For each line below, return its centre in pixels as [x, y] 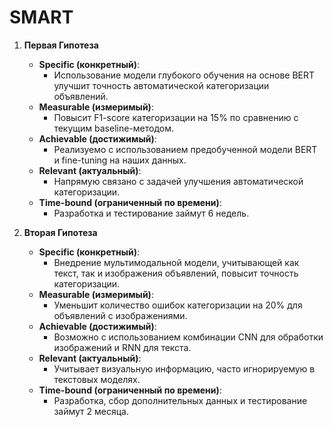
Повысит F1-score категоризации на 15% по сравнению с [176, 117]
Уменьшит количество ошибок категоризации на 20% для [178, 305]
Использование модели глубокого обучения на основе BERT [184, 75]
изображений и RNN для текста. [122, 347]
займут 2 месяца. [91, 411]
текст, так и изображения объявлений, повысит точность [176, 273]
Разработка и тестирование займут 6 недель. [151, 213]
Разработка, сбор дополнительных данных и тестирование [180, 400]
